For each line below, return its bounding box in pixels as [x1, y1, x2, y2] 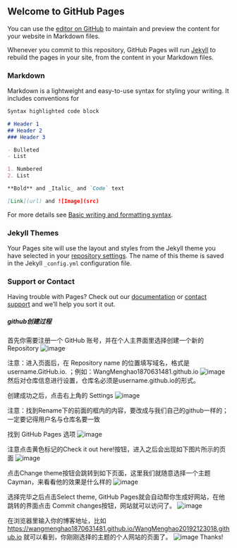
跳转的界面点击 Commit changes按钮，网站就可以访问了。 [7, 501, 176, 510]
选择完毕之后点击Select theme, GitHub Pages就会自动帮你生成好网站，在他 [7, 493, 226, 501]
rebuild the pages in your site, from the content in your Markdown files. [7, 53, 214, 61]
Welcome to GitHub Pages [7, 6, 125, 18]
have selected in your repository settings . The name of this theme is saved [7, 252, 224, 260]
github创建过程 [7, 317, 52, 326]
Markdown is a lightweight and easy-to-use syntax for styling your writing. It [7, 87, 229, 95]
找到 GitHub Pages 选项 [7, 430, 76, 439]
